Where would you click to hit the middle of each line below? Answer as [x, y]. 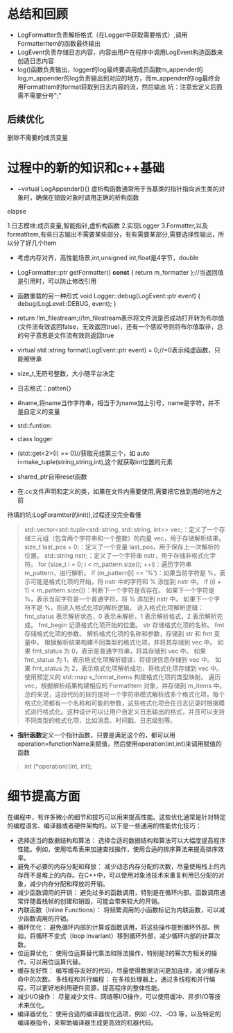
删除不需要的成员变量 [37, 137]
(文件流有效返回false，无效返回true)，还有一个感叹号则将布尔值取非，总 [120, 326]
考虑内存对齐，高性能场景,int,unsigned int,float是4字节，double [108, 257]
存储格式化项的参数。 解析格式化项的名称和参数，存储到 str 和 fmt [118, 633]
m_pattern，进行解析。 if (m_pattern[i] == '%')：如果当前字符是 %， [122, 572]
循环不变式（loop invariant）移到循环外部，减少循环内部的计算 [125, 936]
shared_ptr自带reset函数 [52, 477]
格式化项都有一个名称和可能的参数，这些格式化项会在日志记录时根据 [121, 703]
